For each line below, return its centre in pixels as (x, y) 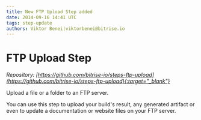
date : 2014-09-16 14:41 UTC (42, 17)
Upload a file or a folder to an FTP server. (57, 93)
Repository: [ (22, 75)
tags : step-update (29, 23)
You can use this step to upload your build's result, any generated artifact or (100, 104)
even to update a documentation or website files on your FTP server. (91, 111)
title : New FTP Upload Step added (50, 12)
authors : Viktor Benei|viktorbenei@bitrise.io (66, 28)
